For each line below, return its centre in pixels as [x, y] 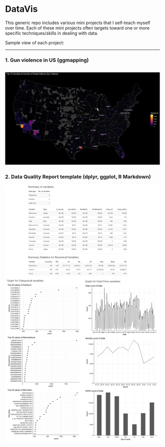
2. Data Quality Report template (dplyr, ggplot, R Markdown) [78, 177]
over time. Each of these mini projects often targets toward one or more [77, 28]
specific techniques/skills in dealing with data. [52, 33]
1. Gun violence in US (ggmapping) [47, 60]
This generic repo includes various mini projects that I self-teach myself [78, 23]
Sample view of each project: [35, 42]
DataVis [21, 9]
